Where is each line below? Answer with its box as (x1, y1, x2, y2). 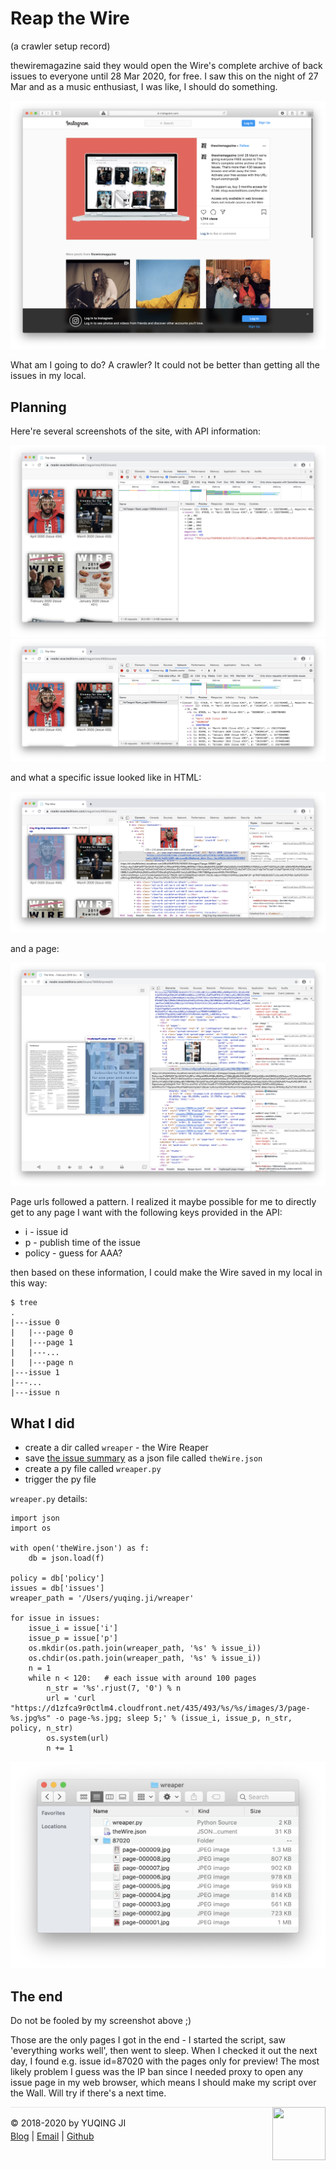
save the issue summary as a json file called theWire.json (24, 1452, 263, 1464)
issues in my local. (10, 370, 87, 382)
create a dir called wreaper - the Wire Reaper (24, 1441, 209, 1453)
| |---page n (10, 1358, 74, 1368)
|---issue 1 (10, 1368, 60, 1378)
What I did (10, 1415, 75, 1432)
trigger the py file (24, 1473, 97, 1485)
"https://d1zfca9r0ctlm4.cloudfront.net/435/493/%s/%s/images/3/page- (10, 1703, 311, 1713)
